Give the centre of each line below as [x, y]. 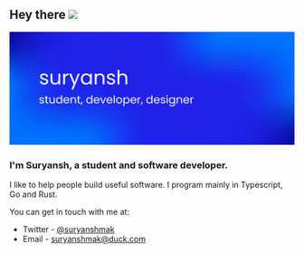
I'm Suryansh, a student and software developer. [119, 164]
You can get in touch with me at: [69, 211]
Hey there [38, 15]
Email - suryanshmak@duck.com [84, 239]
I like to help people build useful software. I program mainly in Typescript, [146, 184]
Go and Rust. [33, 194]
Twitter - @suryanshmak [68, 229]
